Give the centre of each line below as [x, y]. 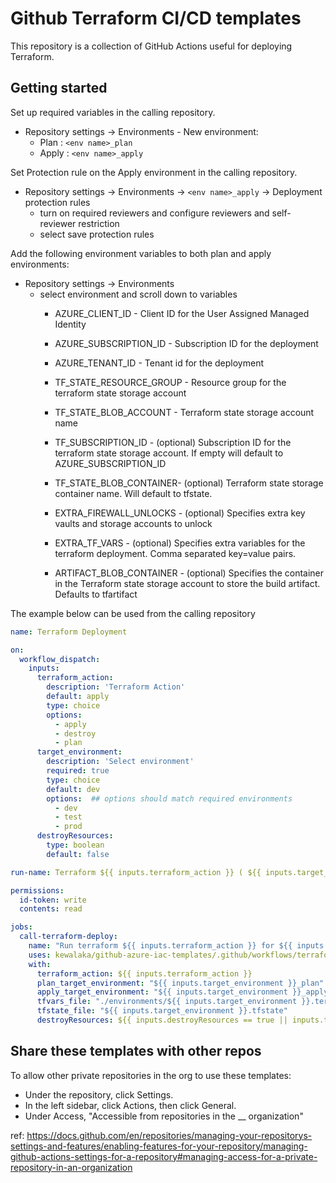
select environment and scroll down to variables [138, 294]
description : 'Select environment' [120, 762]
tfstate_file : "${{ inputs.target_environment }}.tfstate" [162, 1011]
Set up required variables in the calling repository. [113, 112]
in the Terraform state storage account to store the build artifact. [187, 583]
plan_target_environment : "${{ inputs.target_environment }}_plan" [180, 983]
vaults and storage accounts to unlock [133, 523]
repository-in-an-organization [71, 1167]
